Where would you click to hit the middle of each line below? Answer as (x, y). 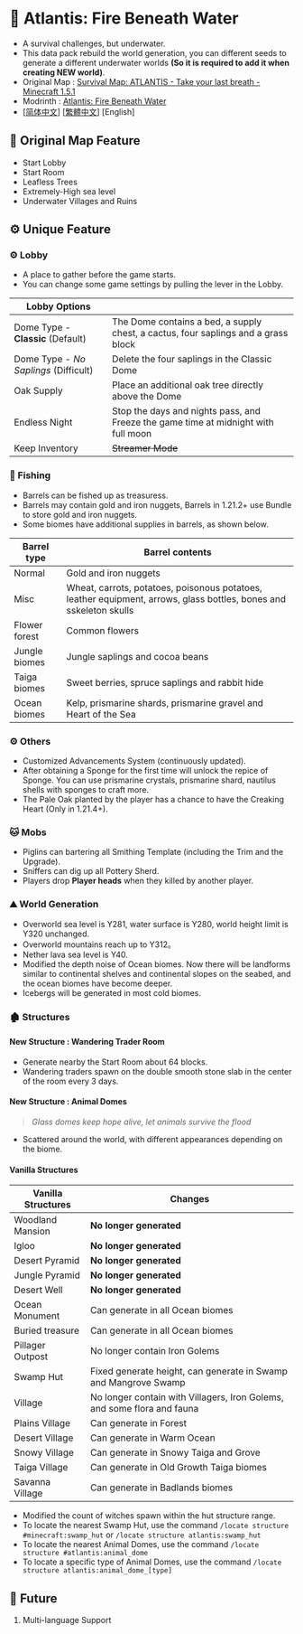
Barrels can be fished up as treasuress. (95, 495)
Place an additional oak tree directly (188, 385)
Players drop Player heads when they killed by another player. (138, 881)
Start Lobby (44, 163)
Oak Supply (38, 390)
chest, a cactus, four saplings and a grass (200, 333)
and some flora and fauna (144, 1409)
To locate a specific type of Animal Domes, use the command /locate (152, 1562)
